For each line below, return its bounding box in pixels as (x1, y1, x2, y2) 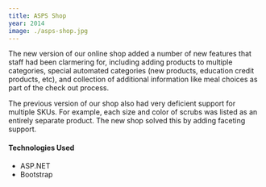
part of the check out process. (8, 83, 110, 93)
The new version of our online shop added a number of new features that (8, 49, 252, 59)
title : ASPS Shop (8, 11, 67, 20)
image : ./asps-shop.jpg (8, 27, 89, 35)
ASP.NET (19, 160, 51, 170)
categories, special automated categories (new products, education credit (8, 66, 255, 76)
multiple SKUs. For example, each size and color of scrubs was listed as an (8, 107, 258, 117)
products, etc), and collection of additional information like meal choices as (8, 74, 258, 85)
